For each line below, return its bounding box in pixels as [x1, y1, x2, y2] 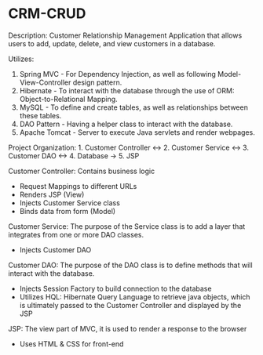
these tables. [19, 110, 62, 120]
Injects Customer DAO [19, 245, 92, 255]
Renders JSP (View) [19, 190, 85, 199]
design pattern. [72, 78, 122, 87]
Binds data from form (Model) [19, 206, 116, 216]
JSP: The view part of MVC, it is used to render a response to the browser [8, 324, 247, 333]
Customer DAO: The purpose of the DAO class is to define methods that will [8, 260, 253, 270]
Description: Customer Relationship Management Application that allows [8, 31, 243, 40]
